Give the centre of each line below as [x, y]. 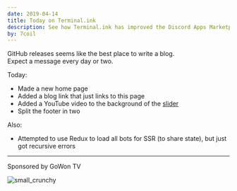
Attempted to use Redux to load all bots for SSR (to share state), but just [122, 139]
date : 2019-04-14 [33, 14]
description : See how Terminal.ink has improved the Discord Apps [107, 27]
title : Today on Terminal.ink [52, 21]
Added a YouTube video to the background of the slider [98, 104]
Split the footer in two [49, 111]
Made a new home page [53, 88]
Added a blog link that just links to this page [81, 96]
